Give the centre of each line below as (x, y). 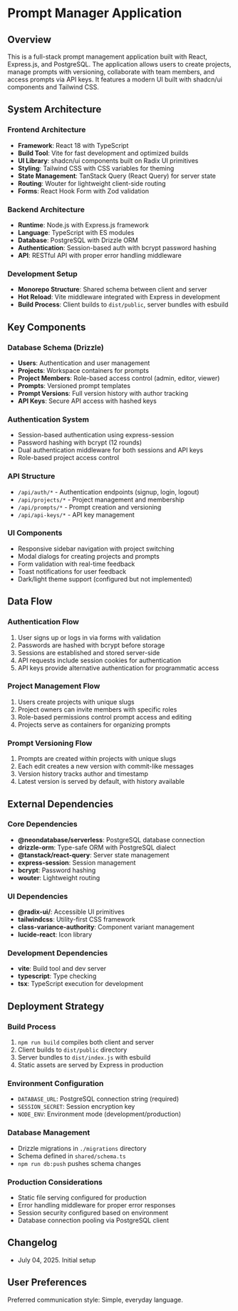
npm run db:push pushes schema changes (79, 1163)
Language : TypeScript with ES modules (76, 232)
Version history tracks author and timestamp (83, 774)
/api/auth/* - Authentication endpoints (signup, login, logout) (108, 492)
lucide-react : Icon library (55, 934)
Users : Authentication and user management (84, 363)
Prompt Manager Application (95, 13)
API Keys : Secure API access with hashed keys (87, 401)
